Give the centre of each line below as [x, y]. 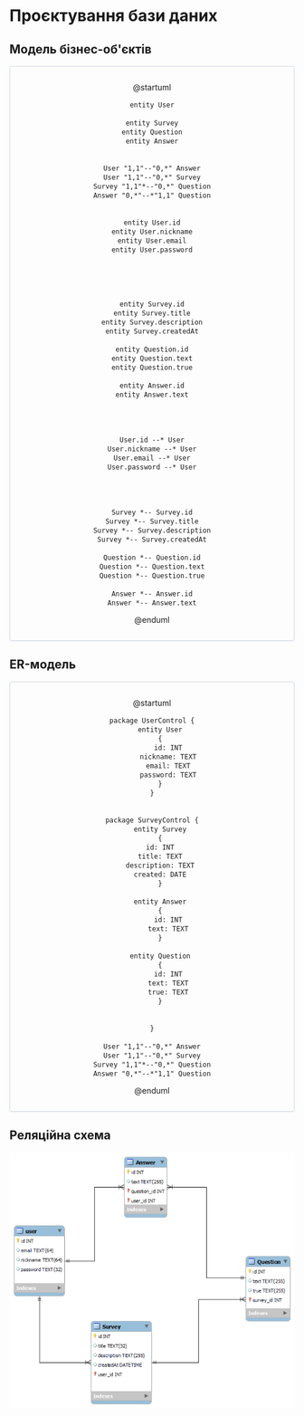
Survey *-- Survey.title [152, 521]
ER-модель [43, 665]
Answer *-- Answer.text [152, 603]
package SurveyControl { [152, 820]
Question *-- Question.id [152, 558]
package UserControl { [152, 721]
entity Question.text [152, 359]
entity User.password [152, 250]
